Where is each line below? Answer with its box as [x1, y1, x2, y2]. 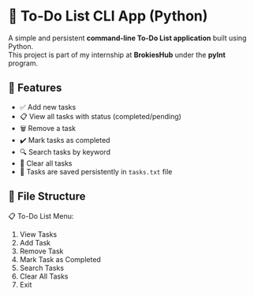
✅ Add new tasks [19, 102, 77, 111]
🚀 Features [8, 81, 62, 95]
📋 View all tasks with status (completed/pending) [19, 111, 181, 121]
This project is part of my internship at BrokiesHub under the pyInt [8, 50, 226, 59]
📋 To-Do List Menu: [8, 211, 74, 220]
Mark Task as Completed [19, 254, 101, 264]
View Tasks [19, 229, 58, 239]
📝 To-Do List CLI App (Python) [8, 7, 208, 25]
